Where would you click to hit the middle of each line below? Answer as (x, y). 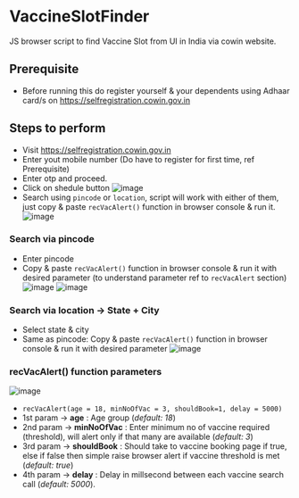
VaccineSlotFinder (79, 17)
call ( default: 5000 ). (59, 485)
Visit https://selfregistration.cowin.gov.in (96, 150)
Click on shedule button (66, 187)
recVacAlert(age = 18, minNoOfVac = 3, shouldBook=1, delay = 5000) (152, 409)
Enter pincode (48, 258)
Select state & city (55, 330)
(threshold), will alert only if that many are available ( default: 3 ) (138, 437)
